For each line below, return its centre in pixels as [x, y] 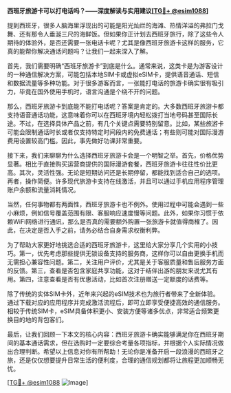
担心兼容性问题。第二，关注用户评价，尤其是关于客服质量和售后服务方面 [121, 262]
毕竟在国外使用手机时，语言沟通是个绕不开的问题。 [91, 92]
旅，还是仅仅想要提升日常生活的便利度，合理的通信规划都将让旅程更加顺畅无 [115, 360]
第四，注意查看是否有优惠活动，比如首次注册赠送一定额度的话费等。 [115, 279]
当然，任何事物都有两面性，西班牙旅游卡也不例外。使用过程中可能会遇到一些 [115, 204]
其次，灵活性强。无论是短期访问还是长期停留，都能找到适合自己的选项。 [121, 172]
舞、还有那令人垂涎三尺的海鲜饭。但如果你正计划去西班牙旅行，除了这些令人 [115, 34]
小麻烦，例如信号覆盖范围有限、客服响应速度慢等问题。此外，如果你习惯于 [112, 213]
